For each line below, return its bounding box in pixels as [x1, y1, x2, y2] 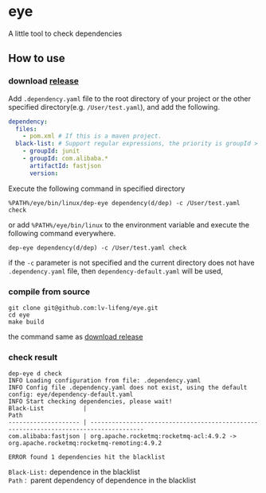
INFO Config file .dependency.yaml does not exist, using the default [8, 384, 248, 392]
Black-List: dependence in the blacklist [8, 468, 141, 477]
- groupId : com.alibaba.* [22, 154, 109, 162]
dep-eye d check [8, 370, 62, 378]
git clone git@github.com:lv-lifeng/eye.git [8, 304, 158, 312]
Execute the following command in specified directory [8, 184, 186, 193]
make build [8, 317, 45, 326]
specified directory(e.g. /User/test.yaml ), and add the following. [8, 102, 221, 111]
